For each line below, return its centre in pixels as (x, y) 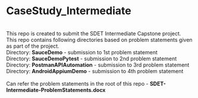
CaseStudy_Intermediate (69, 11)
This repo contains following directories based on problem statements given (99, 40)
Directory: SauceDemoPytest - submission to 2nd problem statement (92, 58)
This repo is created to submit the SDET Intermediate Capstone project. (94, 33)
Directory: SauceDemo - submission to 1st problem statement (82, 52)
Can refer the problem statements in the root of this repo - (77, 83)
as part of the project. (33, 46)
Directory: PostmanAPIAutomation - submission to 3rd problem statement (98, 65)
